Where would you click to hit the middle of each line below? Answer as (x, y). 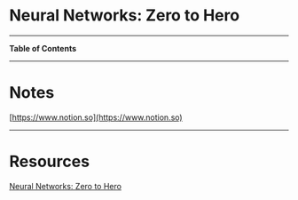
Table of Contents (43, 48)
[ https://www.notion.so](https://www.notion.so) (96, 117)
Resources (50, 162)
